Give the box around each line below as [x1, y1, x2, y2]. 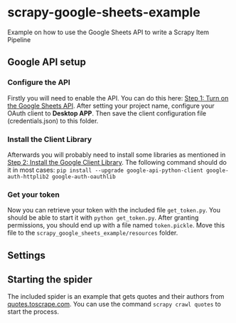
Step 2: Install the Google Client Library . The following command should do [7, 158, 227, 166]
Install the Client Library [7, 134, 92, 144]
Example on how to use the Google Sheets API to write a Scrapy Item [7, 28, 210, 36]
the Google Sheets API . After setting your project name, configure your [7, 101, 215, 110]
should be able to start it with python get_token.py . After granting [7, 213, 199, 222]
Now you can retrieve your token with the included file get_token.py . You [7, 206, 220, 215]
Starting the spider [7, 274, 92, 285]
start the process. [7, 307, 59, 316]
